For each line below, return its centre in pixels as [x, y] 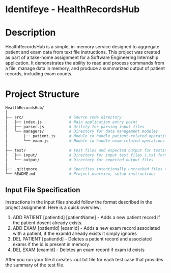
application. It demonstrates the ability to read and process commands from [85, 63]
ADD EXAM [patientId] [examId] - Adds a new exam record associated [86, 228]
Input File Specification [43, 190]
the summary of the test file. [35, 265]
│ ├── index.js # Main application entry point [72, 122]
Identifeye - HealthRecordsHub [73, 9]
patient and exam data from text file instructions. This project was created [83, 52]
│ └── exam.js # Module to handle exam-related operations [85, 141]
